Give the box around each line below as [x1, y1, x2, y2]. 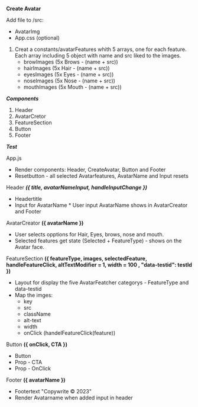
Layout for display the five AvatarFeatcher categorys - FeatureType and [14, 279, 189, 286]
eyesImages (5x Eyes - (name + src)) [23, 71, 114, 78]
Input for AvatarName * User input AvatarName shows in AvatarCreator [14, 201, 188, 209]
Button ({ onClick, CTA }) [6, 341, 68, 348]
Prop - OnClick [14, 365, 51, 372]
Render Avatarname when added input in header [14, 394, 133, 401]
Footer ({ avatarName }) [6, 376, 66, 383]
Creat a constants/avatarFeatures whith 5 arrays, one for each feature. [14, 46, 187, 53]
